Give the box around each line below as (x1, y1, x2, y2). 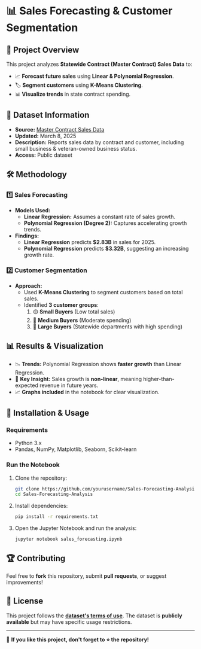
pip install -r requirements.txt (14, 514, 99, 520)
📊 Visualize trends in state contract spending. (14, 90, 131, 97)
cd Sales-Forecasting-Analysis (14, 491, 93, 498)
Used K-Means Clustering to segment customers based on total (23, 288, 183, 295)
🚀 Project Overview (6, 45, 80, 55)
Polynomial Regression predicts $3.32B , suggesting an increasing (23, 245, 189, 252)
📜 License (6, 596, 44, 607)
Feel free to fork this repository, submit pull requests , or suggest (6, 572, 167, 580)
